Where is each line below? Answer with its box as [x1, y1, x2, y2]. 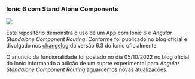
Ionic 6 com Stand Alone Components [6, 5, 118, 13]
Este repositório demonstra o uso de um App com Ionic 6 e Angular [6, 29, 172, 37]
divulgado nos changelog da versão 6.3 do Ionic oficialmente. [6, 42, 159, 49]
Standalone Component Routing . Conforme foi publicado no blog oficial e [6, 36, 187, 43]
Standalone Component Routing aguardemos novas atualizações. [6, 66, 168, 73]
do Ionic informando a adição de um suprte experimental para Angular [6, 60, 179, 67]
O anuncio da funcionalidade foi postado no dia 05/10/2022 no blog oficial [6, 53, 190, 61]
